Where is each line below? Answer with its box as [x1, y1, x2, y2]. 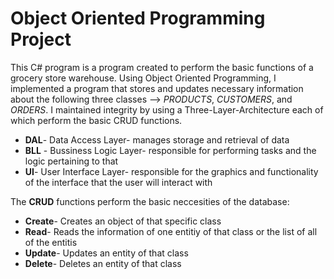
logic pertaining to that [24, 155, 119, 167]
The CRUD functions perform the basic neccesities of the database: [10, 195, 290, 207]
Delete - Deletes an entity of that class [24, 257, 182, 269]
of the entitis [24, 236, 78, 248]
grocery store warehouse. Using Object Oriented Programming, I [10, 72, 277, 84]
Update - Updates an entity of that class [24, 247, 189, 259]
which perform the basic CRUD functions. [10, 114, 183, 126]
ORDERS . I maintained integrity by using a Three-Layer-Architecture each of [10, 103, 324, 116]
